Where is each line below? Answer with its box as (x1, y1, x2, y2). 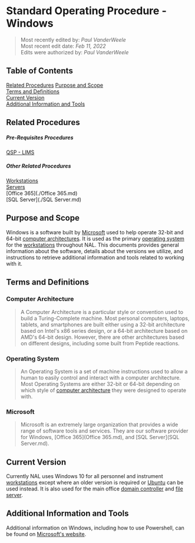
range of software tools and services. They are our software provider (20, 427, 189, 434)
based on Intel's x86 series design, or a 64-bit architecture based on (20, 327, 188, 334)
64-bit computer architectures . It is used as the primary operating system (6, 235, 184, 242)
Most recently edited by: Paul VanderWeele (20, 36, 127, 43)
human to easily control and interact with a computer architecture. (20, 374, 181, 381)
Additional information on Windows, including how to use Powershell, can (6, 524, 184, 531)
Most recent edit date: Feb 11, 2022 (20, 42, 106, 50)
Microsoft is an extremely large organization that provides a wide (20, 421, 179, 428)
